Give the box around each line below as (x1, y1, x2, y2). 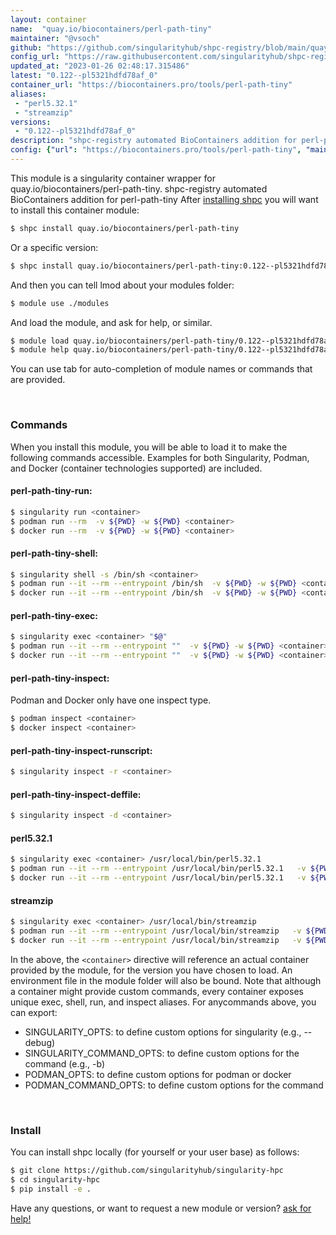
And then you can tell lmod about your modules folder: (10, 279, 235, 291)
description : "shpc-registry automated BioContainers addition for (10, 136, 298, 146)
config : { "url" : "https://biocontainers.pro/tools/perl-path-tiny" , (10, 145, 302, 155)
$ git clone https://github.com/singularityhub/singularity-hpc (10, 1166, 284, 1176)
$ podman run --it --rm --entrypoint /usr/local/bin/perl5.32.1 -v (10, 864, 307, 874)
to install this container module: (10, 204, 140, 216)
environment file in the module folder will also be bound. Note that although (10, 974, 322, 986)
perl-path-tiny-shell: (10, 547, 98, 559)
